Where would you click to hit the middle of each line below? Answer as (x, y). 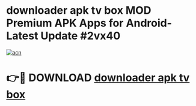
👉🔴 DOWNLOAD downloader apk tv (98, 78)
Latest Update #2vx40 (63, 36)
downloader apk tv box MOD (79, 10)
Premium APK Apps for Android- (89, 23)
